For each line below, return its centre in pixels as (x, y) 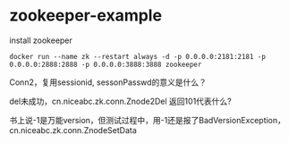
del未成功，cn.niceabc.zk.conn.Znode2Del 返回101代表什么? (120, 101)
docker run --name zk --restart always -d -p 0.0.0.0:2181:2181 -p (138, 56)
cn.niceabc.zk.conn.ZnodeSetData (73, 130)
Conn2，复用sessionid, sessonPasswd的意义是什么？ (108, 82)
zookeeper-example (86, 16)
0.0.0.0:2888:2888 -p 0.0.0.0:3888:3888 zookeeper (106, 64)
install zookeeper (41, 40)
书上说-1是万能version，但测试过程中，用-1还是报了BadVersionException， (148, 120)
